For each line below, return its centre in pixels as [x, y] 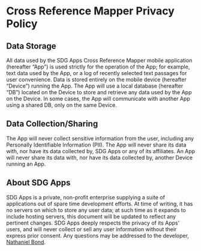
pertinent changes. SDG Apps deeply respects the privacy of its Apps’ [93, 223]
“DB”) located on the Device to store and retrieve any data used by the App [99, 92]
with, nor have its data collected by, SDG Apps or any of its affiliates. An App [101, 151]
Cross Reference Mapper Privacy [91, 11]
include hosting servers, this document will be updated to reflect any [91, 216]
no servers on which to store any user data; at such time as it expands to [96, 210]
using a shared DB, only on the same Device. [61, 105]
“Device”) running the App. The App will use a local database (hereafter [95, 86]
